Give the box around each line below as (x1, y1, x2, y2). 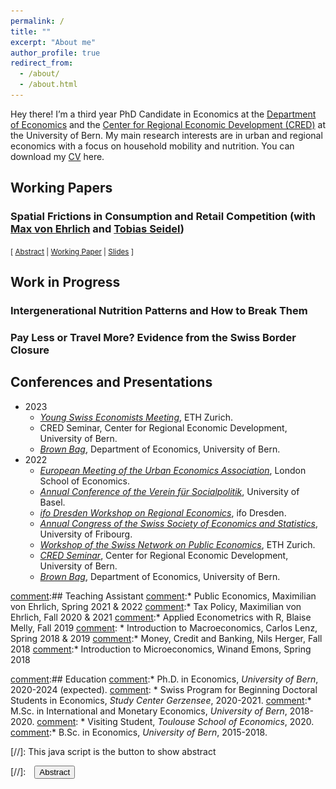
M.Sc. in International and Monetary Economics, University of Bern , (10, 705, 288, 717)
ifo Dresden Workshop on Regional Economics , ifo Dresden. (39, 506, 287, 519)
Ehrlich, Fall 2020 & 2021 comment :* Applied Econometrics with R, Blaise (10, 611, 312, 623)
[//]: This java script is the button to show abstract (10, 745, 217, 757)
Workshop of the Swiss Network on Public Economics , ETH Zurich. (39, 538, 316, 550)
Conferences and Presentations (10, 374, 213, 391)
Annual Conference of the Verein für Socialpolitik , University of (39, 485, 300, 497)
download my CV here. (10, 150, 105, 162)
